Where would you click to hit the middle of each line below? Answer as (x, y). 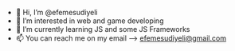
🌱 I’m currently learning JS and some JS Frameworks (103, 29)
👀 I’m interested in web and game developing (90, 21)
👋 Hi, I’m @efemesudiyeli (57, 12)
